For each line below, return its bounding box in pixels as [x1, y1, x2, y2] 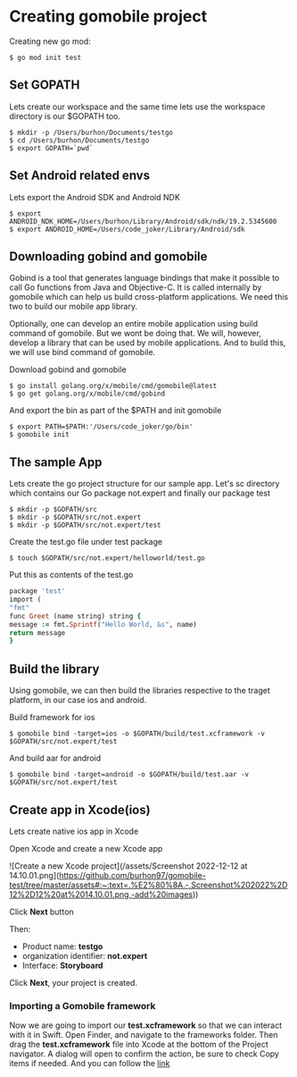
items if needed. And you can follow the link [9, 1058, 171, 1069]
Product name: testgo [21, 941, 103, 952]
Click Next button [9, 906, 74, 917]
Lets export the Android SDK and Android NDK [9, 191, 181, 202]
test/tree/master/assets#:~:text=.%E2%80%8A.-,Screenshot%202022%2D [9, 879, 288, 890]
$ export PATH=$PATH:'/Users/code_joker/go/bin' [9, 422, 194, 431]
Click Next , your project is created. [9, 977, 138, 988]
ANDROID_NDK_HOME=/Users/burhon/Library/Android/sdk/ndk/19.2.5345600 [9, 216, 277, 225]
